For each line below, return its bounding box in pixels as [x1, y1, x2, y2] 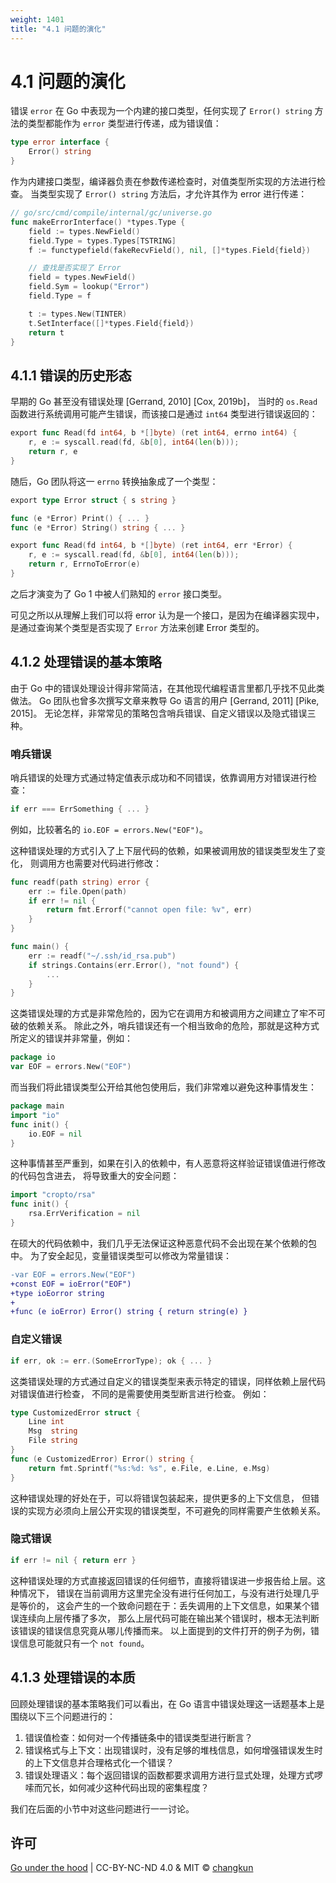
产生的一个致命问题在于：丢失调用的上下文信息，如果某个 [73, 1599, 311, 1611]
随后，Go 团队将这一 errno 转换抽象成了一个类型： [10, 475, 219, 487]
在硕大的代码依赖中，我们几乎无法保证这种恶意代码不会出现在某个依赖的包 [10, 1237, 317, 1249]
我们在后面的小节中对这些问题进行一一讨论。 [10, 1802, 195, 1815]
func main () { [10, 942, 70, 952]
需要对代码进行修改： [73, 857, 162, 869]
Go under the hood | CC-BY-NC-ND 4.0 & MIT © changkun [10, 1862, 254, 1874]
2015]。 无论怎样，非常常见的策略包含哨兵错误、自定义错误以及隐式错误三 [10, 707, 317, 719]
